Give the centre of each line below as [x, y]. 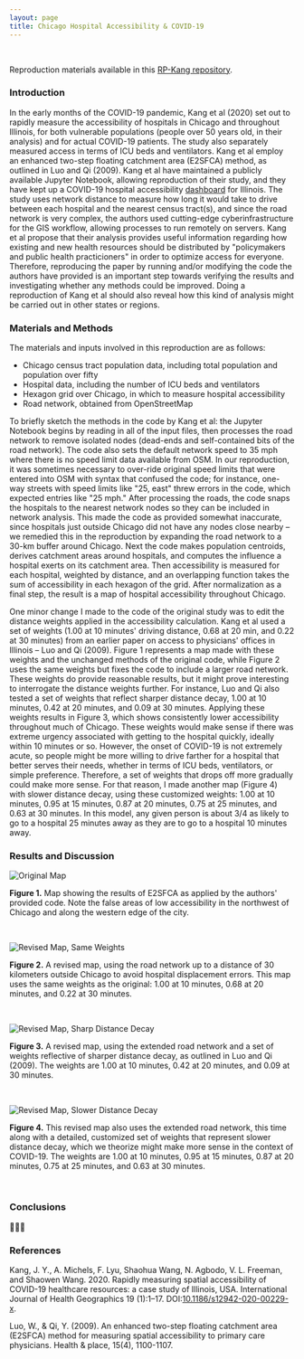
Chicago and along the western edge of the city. [100, 912]
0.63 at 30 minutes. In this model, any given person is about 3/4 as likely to [149, 814]
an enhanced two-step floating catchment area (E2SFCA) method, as [138, 160]
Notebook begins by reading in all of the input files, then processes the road [151, 431]
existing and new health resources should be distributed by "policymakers [147, 247]
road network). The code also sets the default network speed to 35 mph [144, 450]
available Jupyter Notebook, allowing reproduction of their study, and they [148, 179]
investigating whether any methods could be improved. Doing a [128, 285]
